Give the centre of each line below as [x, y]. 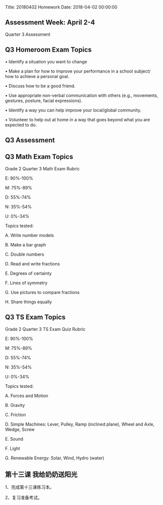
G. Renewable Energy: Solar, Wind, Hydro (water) [55, 458]
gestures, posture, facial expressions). [44, 101]
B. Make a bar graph [26, 244]
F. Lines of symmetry [26, 283]
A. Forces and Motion [27, 396]
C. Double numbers [25, 254]
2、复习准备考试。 [24, 498]
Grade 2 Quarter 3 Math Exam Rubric [42, 168]
